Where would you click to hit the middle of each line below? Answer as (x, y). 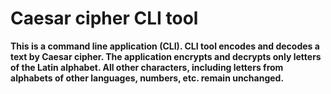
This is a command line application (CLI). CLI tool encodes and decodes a (165, 46)
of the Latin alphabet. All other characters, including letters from (147, 67)
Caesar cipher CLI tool (104, 18)
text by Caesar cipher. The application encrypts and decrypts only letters (166, 56)
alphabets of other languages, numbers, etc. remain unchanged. (147, 78)
